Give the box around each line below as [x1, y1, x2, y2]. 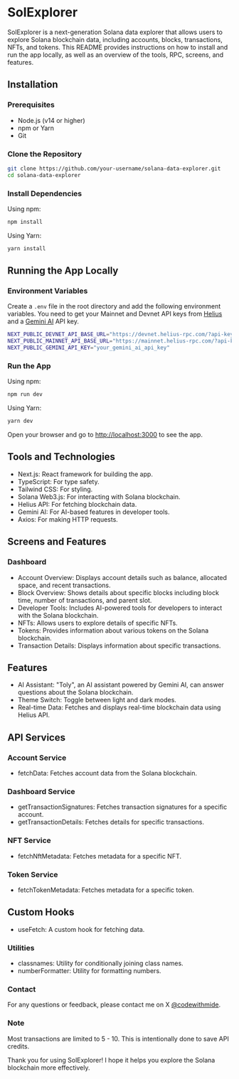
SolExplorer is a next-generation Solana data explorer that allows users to [7, 28, 223, 36]
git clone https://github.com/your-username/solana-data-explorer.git [7, 165, 221, 172]
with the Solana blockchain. [17, 611, 99, 619]
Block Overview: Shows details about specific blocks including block [17, 588, 219, 597]
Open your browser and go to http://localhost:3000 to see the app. [7, 431, 203, 439]
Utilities [7, 943, 35, 952]
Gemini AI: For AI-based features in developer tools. [17, 508, 170, 516]
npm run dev [7, 391, 43, 398]
